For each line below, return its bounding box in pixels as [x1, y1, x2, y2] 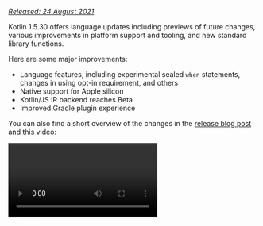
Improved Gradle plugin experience [19, 103, 136, 113]
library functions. [8, 39, 64, 48]
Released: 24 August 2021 [8, 7, 95, 16]
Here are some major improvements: [8, 55, 128, 63]
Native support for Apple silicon [19, 86, 124, 96]
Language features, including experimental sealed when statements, [19, 70, 241, 79]
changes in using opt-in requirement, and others [19, 79, 179, 87]
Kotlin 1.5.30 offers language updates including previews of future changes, [8, 22, 256, 31]
